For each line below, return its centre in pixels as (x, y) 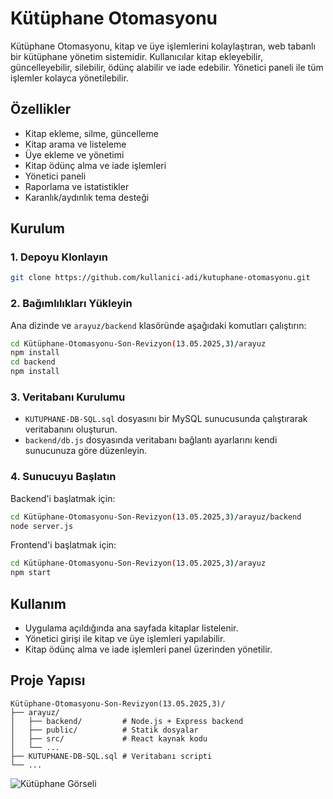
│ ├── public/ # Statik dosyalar (104, 730)
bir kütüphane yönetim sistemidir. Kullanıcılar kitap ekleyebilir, (136, 56)
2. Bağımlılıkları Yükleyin (71, 304)
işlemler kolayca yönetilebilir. (69, 78)
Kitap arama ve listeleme (75, 144)
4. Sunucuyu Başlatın (63, 477)
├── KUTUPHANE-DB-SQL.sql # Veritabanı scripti (111, 756)
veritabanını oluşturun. (71, 429)
